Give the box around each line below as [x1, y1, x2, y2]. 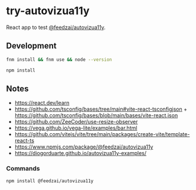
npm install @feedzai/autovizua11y [6, 178, 94, 184]
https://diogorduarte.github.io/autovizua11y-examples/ [14, 150, 146, 157]
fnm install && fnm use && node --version [6, 56, 112, 63]
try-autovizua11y [6, 4, 90, 18]
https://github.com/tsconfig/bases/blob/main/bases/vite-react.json [14, 112, 178, 119]
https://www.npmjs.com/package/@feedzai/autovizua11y [14, 143, 153, 150]
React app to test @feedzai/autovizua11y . [6, 24, 106, 31]
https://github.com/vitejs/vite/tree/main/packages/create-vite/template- [14, 131, 190, 138]
